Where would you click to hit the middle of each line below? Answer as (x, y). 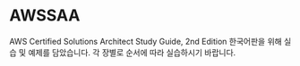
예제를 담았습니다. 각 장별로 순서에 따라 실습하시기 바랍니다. (132, 52)
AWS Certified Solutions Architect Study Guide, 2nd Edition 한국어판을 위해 (146, 41)
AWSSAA (45, 16)
